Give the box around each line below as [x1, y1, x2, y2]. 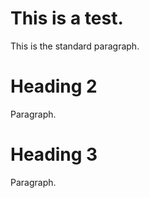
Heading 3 [10, 143, 98, 166]
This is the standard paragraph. [10, 40, 140, 52]
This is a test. [10, 7, 124, 30]
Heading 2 [10, 75, 98, 98]
